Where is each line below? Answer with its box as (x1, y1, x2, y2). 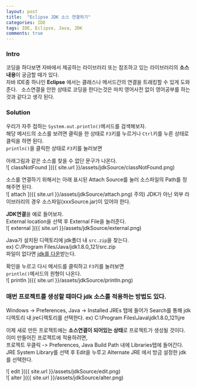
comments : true (6, 31, 43, 36)
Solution (6, 108, 31, 116)
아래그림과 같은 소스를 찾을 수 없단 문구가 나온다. (6, 157, 117, 164)
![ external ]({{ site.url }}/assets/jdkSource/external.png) (6, 224, 142, 231)
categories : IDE (6, 19, 46, 25)
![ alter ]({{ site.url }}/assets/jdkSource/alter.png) (6, 374, 124, 381)
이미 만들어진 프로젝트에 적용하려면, (6, 334, 88, 341)
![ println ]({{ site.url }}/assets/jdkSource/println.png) (6, 276, 134, 283)
